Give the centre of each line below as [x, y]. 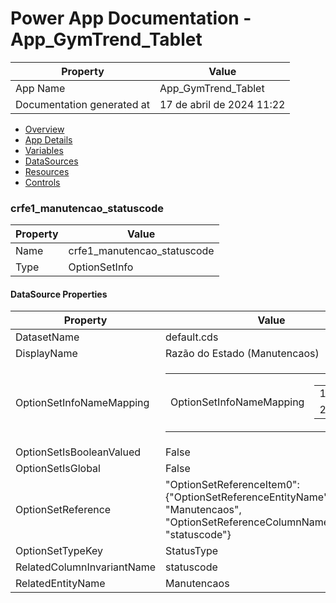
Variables [44, 150]
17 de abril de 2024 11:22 [222, 104]
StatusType [192, 551]
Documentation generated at [82, 104]
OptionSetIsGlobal [58, 469]
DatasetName [47, 337]
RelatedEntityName [60, 584]
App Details [48, 139]
